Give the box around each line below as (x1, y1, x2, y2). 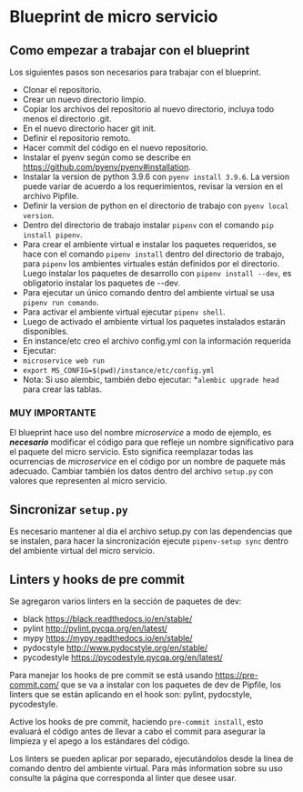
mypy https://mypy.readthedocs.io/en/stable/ (22, 632, 193, 643)
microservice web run (22, 356, 105, 366)
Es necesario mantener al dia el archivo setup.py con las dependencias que (9, 526, 293, 537)
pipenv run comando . (22, 297, 99, 307)
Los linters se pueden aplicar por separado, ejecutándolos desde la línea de (9, 753, 294, 764)
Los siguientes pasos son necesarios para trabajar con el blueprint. (9, 66, 262, 77)
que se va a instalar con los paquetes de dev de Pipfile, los (60, 679, 282, 690)
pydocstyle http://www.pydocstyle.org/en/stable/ (22, 642, 208, 653)
